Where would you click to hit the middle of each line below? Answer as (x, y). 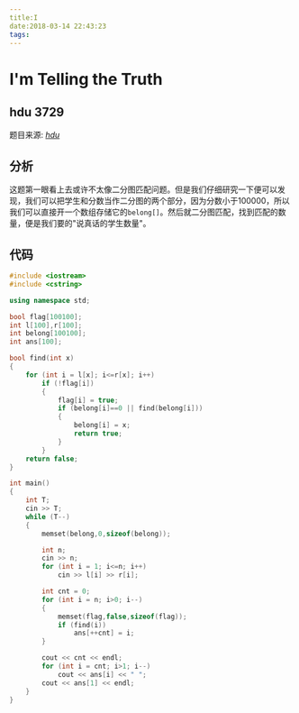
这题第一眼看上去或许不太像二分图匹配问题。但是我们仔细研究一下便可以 (143, 189)
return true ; (98, 434)
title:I (24, 18)
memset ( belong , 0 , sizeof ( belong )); (106, 534)
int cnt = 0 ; (66, 591)
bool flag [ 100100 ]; (46, 316)
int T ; (38, 500)
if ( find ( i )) (82, 625)
